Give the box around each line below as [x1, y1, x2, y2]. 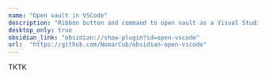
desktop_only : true [8, 26, 73, 34]
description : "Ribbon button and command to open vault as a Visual [8, 19, 239, 27]
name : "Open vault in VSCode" [8, 11, 108, 20]
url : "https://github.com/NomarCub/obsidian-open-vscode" [8, 41, 207, 49]
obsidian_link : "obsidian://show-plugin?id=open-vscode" [8, 33, 200, 42]
